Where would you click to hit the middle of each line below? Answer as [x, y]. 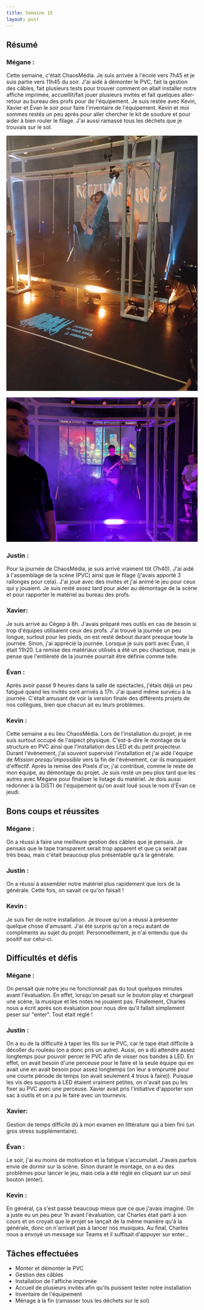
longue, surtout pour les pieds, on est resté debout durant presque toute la [100, 636]
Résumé [22, 45]
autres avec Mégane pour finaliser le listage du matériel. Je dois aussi [93, 779]
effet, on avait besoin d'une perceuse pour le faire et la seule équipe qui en [100, 1063]
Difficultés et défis [42, 958]
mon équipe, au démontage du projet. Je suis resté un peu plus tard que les [101, 773]
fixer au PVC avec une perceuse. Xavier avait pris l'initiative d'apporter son [100, 1089]
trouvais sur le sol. [29, 127]
